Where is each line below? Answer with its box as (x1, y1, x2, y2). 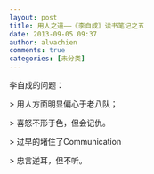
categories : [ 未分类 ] (9, 54, 85, 63)
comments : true (9, 46, 66, 55)
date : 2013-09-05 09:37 (9, 29, 98, 38)
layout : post (9, 12, 58, 22)
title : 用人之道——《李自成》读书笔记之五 (9, 21, 145, 30)
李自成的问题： (9, 80, 64, 90)
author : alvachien (9, 37, 77, 47)
